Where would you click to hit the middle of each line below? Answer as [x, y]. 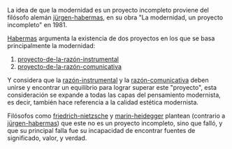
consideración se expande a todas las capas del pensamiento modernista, [114, 95]
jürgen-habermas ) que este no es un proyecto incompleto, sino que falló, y [115, 123]
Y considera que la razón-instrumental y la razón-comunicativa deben [108, 80]
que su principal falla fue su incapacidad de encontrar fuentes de [101, 131]
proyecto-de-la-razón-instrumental [68, 59]
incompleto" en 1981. [37, 25]
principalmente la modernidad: [51, 46]
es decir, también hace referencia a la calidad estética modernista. [103, 102]
